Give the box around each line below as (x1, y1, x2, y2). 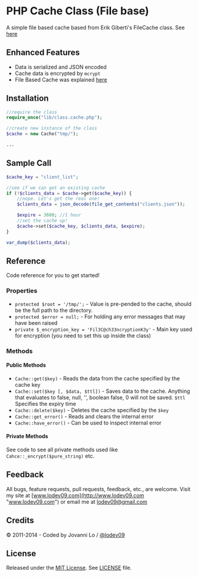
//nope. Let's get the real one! (17, 196, 100, 202)
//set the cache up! (17, 218, 68, 224)
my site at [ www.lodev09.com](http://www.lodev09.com (6, 492, 144, 499)
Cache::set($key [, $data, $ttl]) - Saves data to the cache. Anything (14, 387, 190, 395)
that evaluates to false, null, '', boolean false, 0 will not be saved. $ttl (14, 393, 186, 401)
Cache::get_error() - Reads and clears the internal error (14, 412, 154, 420)
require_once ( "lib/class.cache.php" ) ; (6, 114, 103, 120)
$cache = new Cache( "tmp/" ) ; (6, 131, 79, 137)
